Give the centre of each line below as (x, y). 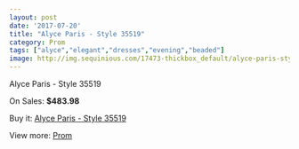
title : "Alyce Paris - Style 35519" (77, 34)
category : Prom (37, 42)
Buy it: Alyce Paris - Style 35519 (68, 118)
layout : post (33, 17)
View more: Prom (41, 135)
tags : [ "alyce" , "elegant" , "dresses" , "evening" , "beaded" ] (117, 51)
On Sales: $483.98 (44, 101)
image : (21, 59)
